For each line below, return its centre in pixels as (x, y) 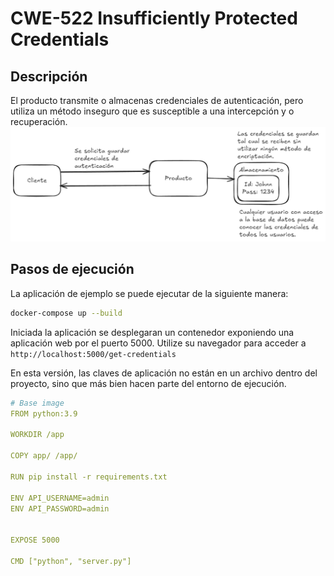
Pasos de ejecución (72, 269)
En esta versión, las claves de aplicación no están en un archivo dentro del (164, 373)
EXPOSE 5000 (35, 540)
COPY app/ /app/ (44, 456)
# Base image (37, 403)
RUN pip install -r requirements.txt (89, 477)
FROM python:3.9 (44, 413)
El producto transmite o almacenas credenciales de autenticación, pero (157, 100)
